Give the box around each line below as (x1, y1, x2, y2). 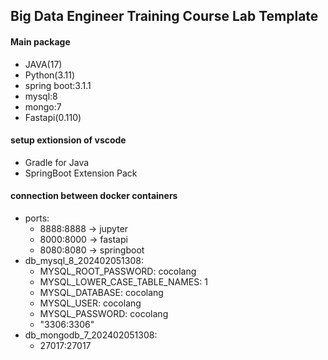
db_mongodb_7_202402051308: (24, 329, 158, 341)
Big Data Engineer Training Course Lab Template (10, 8, 319, 25)
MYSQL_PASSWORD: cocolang (39, 308, 169, 319)
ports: (24, 212, 50, 224)
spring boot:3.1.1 (24, 79, 92, 91)
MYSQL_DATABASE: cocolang (39, 287, 164, 298)
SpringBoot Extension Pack (24, 167, 138, 179)
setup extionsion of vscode (10, 134, 127, 146)
